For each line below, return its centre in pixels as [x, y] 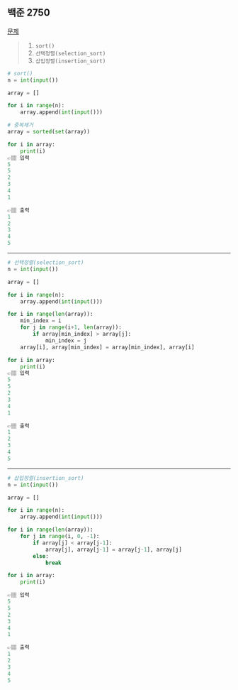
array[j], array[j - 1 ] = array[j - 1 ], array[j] [113, 549]
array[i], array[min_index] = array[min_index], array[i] [107, 347]
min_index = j [66, 340]
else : [41, 556]
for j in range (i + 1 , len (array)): [71, 328]
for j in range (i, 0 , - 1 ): [60, 537]
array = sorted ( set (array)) [49, 132]
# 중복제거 [21, 125]
